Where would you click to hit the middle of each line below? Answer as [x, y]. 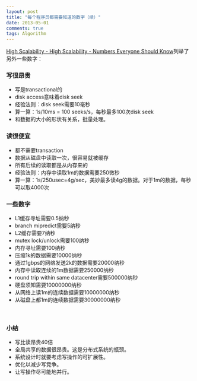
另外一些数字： [24, 59]
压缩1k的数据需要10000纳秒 [48, 255]
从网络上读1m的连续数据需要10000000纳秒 [67, 293]
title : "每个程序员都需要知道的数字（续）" [53, 17]
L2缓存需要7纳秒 [35, 233]
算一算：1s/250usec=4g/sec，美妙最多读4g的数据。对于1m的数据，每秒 [103, 180]
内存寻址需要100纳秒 [40, 248]
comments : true [25, 28]
